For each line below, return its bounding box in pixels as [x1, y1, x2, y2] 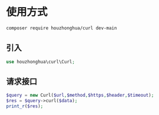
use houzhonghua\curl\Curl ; [6, 59, 75, 65]
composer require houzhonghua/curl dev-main [6, 25, 117, 31]
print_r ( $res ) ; [6, 103, 44, 109]
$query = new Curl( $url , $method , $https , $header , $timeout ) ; [6, 92, 154, 99]
